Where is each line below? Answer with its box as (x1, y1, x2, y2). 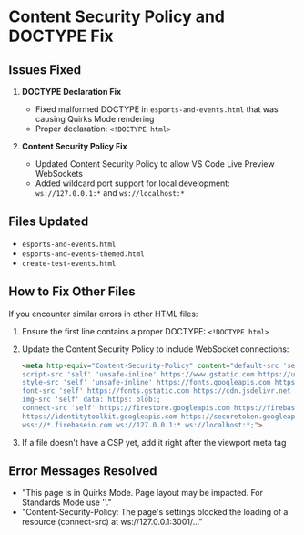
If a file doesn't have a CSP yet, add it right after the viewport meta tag (21, 437, 287, 448)
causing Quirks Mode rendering (35, 114, 155, 124)
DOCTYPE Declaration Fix (21, 87, 122, 97)
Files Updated (8, 214, 89, 230)
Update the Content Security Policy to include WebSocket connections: (21, 344, 289, 355)
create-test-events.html (21, 259, 117, 268)
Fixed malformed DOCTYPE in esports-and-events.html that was (35, 104, 279, 115)
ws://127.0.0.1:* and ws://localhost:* (35, 188, 186, 198)
